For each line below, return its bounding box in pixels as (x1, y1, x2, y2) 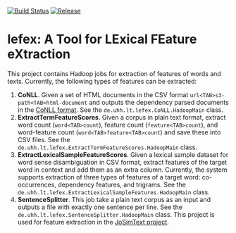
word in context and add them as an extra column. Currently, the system (17, 165, 228, 174)
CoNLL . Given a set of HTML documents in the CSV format (17, 90, 189, 99)
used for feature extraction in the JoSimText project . (17, 218, 169, 226)
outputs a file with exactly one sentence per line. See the (17, 203, 183, 211)
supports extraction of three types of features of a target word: (17, 172, 201, 181)
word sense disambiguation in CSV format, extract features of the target (17, 158, 228, 166)
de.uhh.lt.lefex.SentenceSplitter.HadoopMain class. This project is (17, 210, 215, 218)
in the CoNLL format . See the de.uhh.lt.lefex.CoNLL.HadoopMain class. (17, 106, 223, 114)
